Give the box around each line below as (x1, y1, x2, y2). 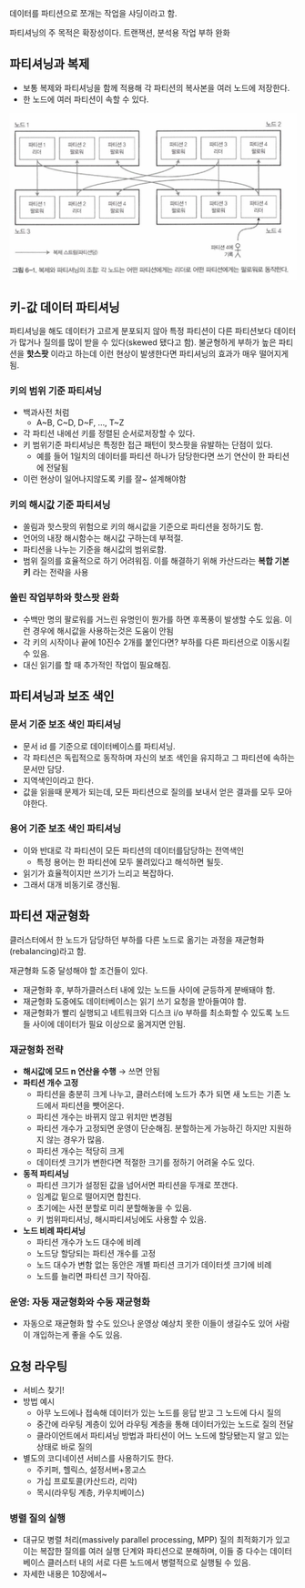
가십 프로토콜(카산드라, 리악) (36, 1476, 138, 1487)
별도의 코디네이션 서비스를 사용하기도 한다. (22, 1453, 175, 1464)
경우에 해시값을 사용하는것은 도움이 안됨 (32, 625, 175, 636)
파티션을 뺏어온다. (60, 1100, 125, 1111)
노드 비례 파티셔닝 (22, 1225, 86, 1236)
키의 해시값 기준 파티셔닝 (9, 499, 111, 512)
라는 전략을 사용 (32, 566, 89, 577)
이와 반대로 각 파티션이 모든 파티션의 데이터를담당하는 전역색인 (22, 845, 244, 856)
